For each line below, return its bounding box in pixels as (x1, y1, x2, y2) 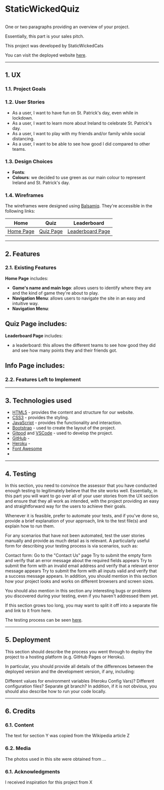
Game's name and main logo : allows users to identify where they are (12, 284, 151, 291)
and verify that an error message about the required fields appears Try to (5, 557, 152, 563)
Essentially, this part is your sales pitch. (5, 33, 84, 39)
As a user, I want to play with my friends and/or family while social (12, 130, 145, 136)
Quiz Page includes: (5, 320, 67, 328)
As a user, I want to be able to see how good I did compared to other (12, 141, 150, 147)
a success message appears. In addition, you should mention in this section (5, 573, 157, 579)
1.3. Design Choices (5, 158, 53, 165)
